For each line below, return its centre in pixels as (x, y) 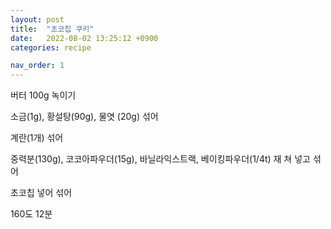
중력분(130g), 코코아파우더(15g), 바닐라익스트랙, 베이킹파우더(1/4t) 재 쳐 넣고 (160, 159)
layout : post (37, 19)
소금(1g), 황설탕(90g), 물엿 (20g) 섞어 (84, 117)
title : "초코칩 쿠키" (52, 29)
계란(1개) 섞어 (37, 138)
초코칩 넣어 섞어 (41, 193)
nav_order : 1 (37, 66)
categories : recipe (51, 47)
